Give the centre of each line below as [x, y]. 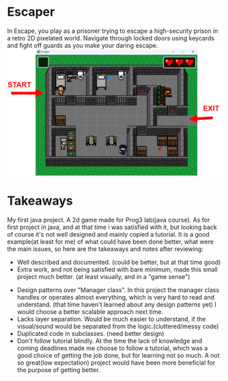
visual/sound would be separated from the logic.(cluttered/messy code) [118, 326]
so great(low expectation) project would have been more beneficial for [116, 363]
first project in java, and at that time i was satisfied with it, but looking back [112, 227]
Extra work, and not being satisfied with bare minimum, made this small [117, 270]
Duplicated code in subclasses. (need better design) [90, 334]
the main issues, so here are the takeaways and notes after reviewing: [105, 249]
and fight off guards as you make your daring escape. [83, 45]
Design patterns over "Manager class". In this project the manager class [118, 290]
